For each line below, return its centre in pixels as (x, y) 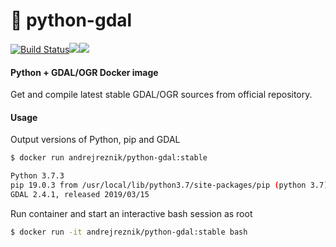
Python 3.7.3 (37, 176)
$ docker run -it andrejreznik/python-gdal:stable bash (129, 232)
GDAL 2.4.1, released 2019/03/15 (80, 194)
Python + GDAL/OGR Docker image (84, 72)
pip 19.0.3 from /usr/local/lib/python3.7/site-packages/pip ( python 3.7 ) (169, 185)
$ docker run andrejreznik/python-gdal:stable (109, 158)
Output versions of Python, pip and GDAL (95, 140)
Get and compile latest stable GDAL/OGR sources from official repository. (161, 95)
